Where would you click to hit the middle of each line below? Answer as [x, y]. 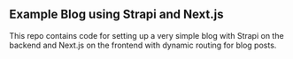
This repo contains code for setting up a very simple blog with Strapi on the [147, 35]
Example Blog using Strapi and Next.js [116, 15]
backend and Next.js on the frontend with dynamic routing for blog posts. [143, 45]
